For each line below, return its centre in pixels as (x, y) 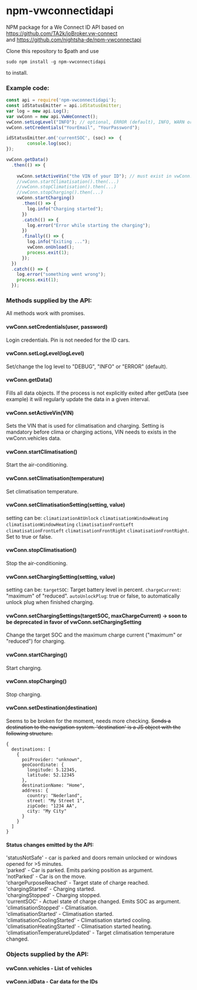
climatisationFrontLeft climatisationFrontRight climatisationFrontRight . (98, 530)
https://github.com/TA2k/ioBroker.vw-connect (62, 33)
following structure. (30, 734)
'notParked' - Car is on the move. (46, 876)
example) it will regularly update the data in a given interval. (78, 399)
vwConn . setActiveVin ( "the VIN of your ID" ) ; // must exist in (94, 176)
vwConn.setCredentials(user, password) (57, 327)
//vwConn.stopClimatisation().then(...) (67, 187)
